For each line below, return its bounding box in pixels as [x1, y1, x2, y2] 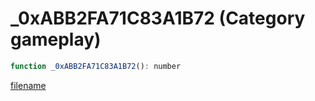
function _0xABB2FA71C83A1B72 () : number [10, 61, 182, 71]
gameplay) [10, 28, 102, 51]
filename [10, 79, 47, 91]
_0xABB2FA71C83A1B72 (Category [10, 7, 306, 30]
